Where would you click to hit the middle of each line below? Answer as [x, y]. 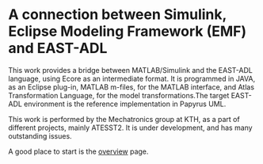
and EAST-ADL [58, 48]
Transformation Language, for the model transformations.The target [119, 95]
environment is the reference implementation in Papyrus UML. [125, 104]
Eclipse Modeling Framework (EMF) [128, 31]
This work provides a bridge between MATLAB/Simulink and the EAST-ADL [131, 70]
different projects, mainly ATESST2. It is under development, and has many [130, 128]
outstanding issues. [40, 135]
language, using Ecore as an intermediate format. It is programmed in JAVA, [132, 78]
